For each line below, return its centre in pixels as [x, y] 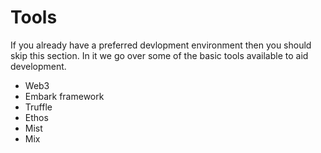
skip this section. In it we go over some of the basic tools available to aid [159, 55]
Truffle [38, 107]
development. [38, 66]
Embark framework [64, 96]
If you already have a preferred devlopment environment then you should [161, 45]
